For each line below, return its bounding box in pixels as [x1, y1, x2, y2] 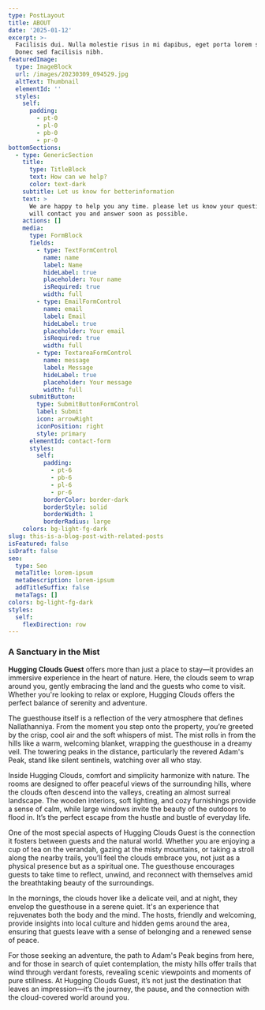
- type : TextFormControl [36, 246, 118, 254]
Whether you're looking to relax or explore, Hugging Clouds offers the [8, 690, 235, 699]
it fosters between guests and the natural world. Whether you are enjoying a [8, 836, 256, 845]
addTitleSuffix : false [15, 584, 90, 592]
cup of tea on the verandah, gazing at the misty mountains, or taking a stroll [8, 844, 255, 854]
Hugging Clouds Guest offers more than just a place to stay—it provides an [8, 664, 254, 674]
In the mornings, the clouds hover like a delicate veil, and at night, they [8, 893, 238, 903]
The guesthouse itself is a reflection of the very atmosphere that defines [8, 713, 244, 723]
